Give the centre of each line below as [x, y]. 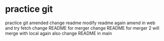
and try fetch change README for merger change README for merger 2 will [82, 28]
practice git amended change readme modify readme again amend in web [80, 23]
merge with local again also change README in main [59, 33]
